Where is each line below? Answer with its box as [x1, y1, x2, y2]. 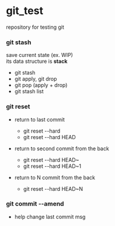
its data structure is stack [6, 58, 68, 65]
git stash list [14, 88, 44, 95]
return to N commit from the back [14, 174, 95, 181]
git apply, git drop [14, 75, 57, 83]
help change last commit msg [14, 213, 86, 220]
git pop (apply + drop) [14, 82, 68, 89]
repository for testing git [6, 23, 64, 31]
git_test [6, 4, 44, 18]
